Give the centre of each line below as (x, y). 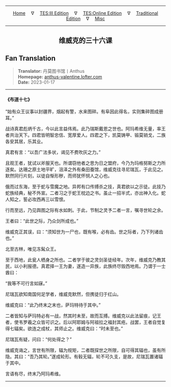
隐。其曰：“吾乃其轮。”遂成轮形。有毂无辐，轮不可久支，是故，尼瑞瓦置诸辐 (84, 356)
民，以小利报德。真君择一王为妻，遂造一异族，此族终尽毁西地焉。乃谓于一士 (85, 266)
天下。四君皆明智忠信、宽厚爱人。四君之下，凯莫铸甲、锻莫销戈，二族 (92, 135)
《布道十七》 (19, 99)
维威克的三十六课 (85, 41)
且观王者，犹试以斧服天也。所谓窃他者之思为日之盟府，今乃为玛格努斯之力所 (85, 163)
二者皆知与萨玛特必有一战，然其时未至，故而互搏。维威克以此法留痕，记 (81, 316)
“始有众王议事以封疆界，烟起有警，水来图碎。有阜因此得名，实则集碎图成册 (84, 112)
